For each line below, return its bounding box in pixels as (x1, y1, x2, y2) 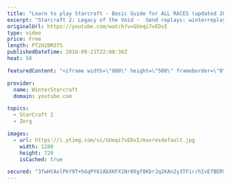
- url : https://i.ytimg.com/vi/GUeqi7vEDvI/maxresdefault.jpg (13, 136, 195, 143)
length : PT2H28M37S (7, 42, 63, 49)
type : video (7, 29, 41, 37)
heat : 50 (7, 55, 32, 62)
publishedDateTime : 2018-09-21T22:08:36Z (7, 49, 128, 56)
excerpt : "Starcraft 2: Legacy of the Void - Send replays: (7, 17, 186, 23)
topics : (7, 105, 30, 112)
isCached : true (19, 156, 63, 163)
